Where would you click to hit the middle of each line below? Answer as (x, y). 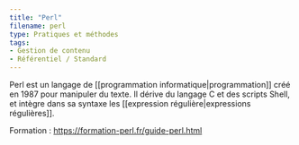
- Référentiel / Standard (58, 59)
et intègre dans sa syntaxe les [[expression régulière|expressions (130, 103)
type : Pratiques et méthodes (64, 34)
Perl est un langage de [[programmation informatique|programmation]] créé (150, 85)
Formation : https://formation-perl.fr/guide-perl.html (106, 130)
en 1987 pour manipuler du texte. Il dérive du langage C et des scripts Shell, (150, 94)
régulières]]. (32, 113)
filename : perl (38, 26)
